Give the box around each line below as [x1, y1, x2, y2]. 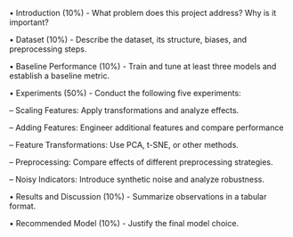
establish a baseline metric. [9, 70, 110, 81]
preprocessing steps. [9, 44, 87, 54]
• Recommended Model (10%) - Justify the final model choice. [9, 218, 239, 228]
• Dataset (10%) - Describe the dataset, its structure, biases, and [9, 35, 248, 45]
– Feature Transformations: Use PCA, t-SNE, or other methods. [9, 140, 239, 150]
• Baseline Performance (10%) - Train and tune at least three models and [9, 61, 277, 71]
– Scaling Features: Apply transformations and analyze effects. [9, 105, 240, 115]
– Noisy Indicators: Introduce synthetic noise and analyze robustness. [9, 174, 265, 184]
